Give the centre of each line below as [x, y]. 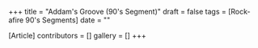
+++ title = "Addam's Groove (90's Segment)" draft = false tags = [117, 12]
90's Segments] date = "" [68, 20]
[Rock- [239, 12]
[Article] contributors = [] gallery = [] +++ [78, 36]
